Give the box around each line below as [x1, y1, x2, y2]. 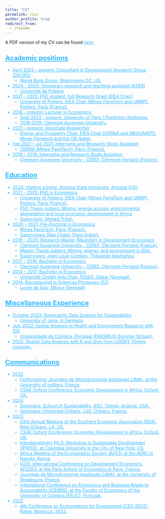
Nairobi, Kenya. [19, 455, 51, 462]
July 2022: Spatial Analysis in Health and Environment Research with [12, 322, 154, 328]
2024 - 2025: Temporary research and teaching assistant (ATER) [12, 82, 146, 88]
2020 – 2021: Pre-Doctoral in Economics [12, 221, 95, 227]
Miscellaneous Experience [5, 299, 89, 307]
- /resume [9, 26, 30, 31]
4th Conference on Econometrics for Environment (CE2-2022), [19, 503, 149, 509]
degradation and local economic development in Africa [19, 211, 133, 217]
